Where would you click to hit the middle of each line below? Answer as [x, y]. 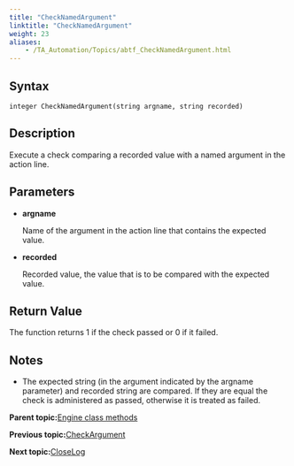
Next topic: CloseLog [47, 452]
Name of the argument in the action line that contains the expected [144, 230]
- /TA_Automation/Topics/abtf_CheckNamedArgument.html [128, 50]
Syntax [29, 86]
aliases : [25, 42]
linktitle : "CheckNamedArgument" [71, 26]
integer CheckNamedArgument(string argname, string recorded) [126, 106]
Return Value [46, 311]
